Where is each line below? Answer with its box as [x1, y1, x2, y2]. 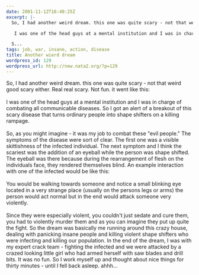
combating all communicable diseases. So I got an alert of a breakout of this [6, 104, 192, 111]
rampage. [6, 117, 30, 124]
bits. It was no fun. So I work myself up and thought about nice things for [6, 255, 184, 263]
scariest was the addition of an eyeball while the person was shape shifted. [6, 149, 190, 156]
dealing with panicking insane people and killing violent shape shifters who [6, 231, 189, 238]
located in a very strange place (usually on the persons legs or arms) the [6, 186, 184, 193]
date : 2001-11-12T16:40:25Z [6, 8, 76, 15]
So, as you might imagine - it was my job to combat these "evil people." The [6, 130, 191, 137]
